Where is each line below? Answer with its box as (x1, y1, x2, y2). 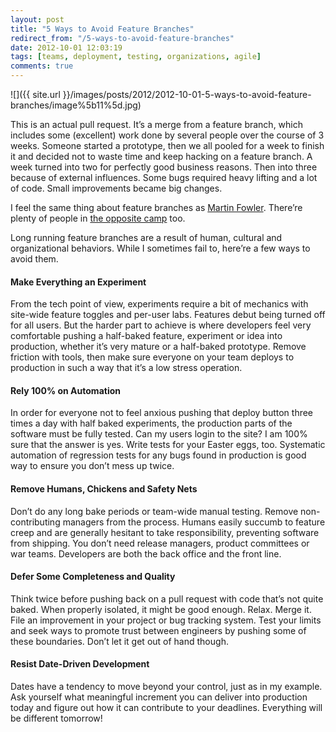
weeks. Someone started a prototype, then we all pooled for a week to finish (10, 140, 325, 151)
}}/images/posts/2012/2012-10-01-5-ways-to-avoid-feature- (62, 89, 312, 100)
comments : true (10, 61, 74, 71)
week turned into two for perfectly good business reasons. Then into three (10, 161, 318, 173)
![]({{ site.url (10, 89, 61, 100)
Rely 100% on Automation (10, 384, 121, 396)
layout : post (10, 14, 65, 25)
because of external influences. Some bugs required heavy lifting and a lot (10, 172, 318, 183)
